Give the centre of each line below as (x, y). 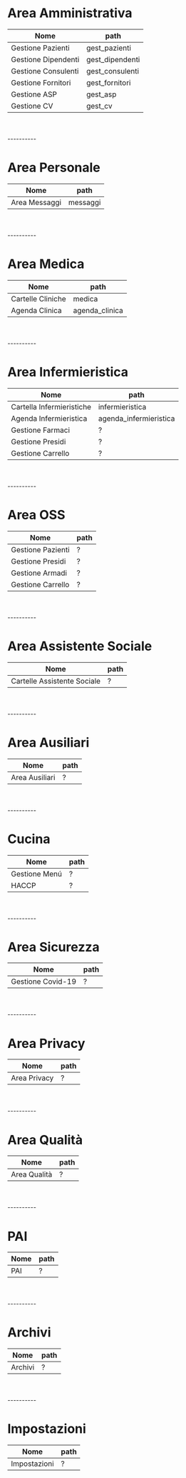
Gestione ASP (34, 94)
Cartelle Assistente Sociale (56, 681)
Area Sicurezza (53, 947)
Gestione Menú (37, 874)
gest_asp (102, 94)
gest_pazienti (109, 48)
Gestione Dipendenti (45, 59)
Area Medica (46, 264)
